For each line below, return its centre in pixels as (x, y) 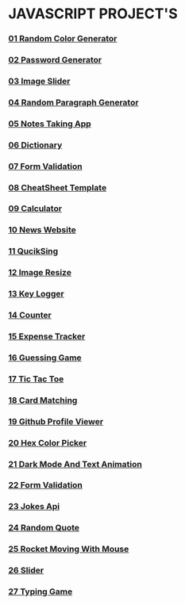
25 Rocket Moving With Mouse (69, 549)
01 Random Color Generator (63, 39)
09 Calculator (35, 209)
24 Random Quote (44, 528)
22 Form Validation (46, 485)
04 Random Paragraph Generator (73, 102)
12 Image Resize (40, 273)
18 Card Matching (43, 400)
